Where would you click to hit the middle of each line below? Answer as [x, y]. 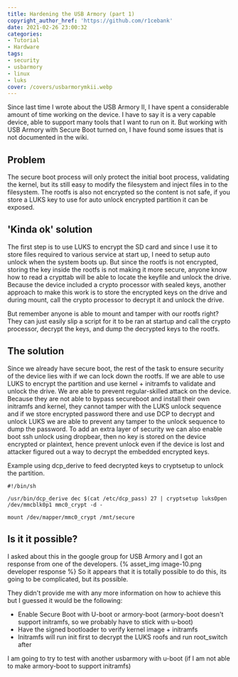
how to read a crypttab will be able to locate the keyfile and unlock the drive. [119, 277]
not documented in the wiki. [48, 138]
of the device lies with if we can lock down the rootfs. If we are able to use [116, 376]
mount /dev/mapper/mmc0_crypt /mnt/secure [71, 517]
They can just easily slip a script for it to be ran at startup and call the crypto [119, 321]
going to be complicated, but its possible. [68, 579]
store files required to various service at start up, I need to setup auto [109, 254]
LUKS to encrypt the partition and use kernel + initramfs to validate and [112, 383]
